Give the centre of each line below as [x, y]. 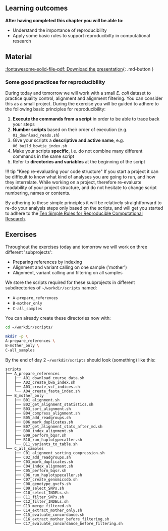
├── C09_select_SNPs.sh [39, 489]
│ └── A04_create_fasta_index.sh [43, 391]
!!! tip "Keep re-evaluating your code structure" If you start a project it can [82, 171]
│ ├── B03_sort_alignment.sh [38, 409]
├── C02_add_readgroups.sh [43, 458]
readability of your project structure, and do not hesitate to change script [81, 187]
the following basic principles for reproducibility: [55, 109]
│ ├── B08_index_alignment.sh [39, 431]
